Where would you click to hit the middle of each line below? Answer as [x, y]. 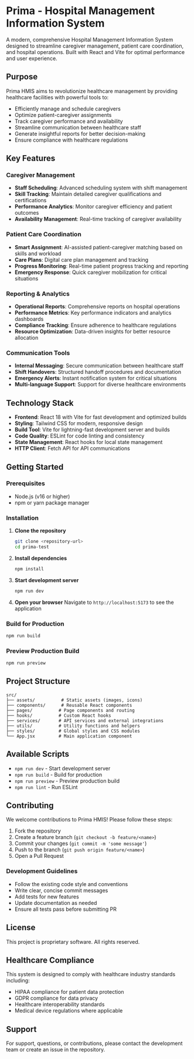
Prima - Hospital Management [81, 11]
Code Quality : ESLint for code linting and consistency [79, 436]
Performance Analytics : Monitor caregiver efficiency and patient [93, 206]
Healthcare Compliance [50, 960]
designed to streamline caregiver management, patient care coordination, [95, 46]
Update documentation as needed [56, 903]
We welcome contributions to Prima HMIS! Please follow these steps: [89, 820]
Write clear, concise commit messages [61, 890]
